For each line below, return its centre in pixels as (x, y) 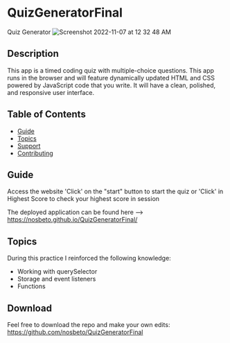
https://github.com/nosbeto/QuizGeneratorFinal (75, 332)
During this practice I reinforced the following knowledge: (89, 258)
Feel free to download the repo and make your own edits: (89, 325)
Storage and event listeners (56, 279)
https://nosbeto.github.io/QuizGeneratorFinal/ (72, 220)
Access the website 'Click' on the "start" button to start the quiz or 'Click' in (115, 191)
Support (29, 146)
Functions (32, 286)
